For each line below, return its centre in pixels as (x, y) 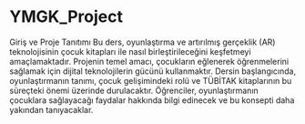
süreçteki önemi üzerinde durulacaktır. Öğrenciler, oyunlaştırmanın (134, 90)
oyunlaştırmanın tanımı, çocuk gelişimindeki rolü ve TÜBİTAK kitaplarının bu (151, 80)
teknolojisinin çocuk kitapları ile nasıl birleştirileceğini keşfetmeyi (131, 51)
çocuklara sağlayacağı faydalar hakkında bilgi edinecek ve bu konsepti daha (152, 100)
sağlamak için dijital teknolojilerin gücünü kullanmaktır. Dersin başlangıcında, (153, 71)
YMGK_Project (66, 17)
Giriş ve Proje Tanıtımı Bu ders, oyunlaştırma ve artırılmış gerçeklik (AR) (142, 42)
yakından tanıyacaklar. (51, 109)
